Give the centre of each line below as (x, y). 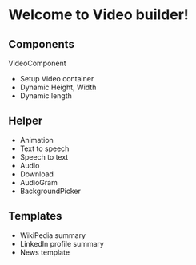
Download (37, 174)
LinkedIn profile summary (62, 243)
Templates (35, 216)
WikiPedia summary (53, 235)
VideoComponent (37, 63)
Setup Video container (57, 79)
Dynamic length (46, 96)
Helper (26, 121)
